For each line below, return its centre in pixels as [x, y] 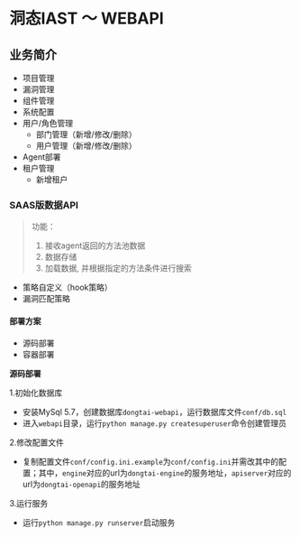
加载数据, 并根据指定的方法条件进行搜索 [118, 268]
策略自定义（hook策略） [67, 287]
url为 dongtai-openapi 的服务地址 [82, 484]
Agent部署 [41, 157]
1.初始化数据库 [36, 393]
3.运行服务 [29, 503]
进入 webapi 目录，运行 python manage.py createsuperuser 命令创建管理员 [154, 423]
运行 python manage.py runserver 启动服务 [99, 522]
